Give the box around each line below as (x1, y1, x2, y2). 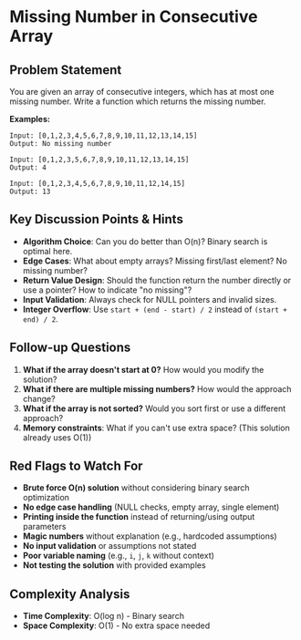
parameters (22, 521, 67, 532)
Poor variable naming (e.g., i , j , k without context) (22, 550, 214, 562)
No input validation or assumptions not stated (22, 541, 197, 552)
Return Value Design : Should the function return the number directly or (22, 274, 292, 285)
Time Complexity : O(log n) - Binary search (22, 611, 185, 622)
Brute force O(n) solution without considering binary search (22, 482, 250, 493)
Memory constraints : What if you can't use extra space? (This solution (22, 422, 290, 433)
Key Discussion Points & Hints (9, 212, 184, 227)
